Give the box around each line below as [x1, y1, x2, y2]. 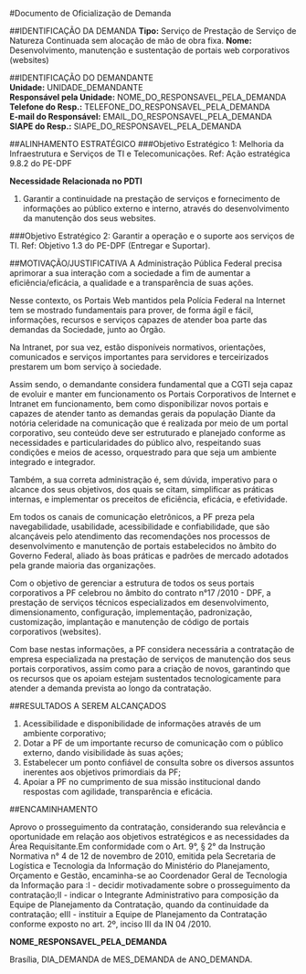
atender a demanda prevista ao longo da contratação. [9, 683, 212, 693]
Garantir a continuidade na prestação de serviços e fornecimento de [22, 194, 280, 204]
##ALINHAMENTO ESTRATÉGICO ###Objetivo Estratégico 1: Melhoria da [9, 139, 285, 149]
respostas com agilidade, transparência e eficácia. [22, 786, 213, 797]
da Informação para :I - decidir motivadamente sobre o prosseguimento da [9, 880, 290, 890]
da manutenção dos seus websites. [22, 213, 157, 223]
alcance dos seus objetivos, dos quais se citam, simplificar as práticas [9, 484, 274, 494]
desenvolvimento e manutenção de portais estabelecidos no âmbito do [9, 541, 277, 551]
